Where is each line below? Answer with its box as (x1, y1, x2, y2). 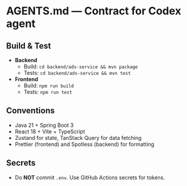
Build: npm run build (23, 82, 74, 89)
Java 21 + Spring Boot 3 (14, 121, 74, 129)
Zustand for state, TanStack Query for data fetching (14, 134, 142, 141)
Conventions (6, 106, 55, 116)
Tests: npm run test (23, 89, 73, 95)
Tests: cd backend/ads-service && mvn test (23, 69, 131, 76)
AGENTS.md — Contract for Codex (6, 4, 182, 18)
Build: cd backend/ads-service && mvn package (23, 63, 138, 70)
